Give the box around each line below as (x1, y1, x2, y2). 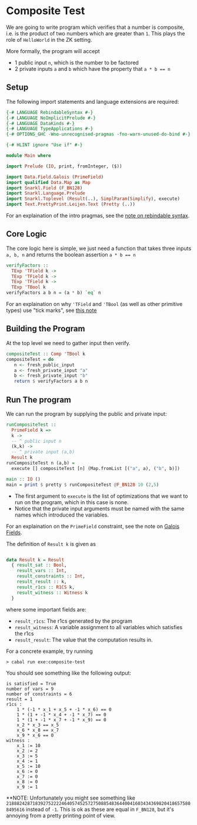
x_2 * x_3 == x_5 (16, 722, 59, 728)
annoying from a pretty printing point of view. (6, 812, 116, 819)
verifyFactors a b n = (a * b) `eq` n (6, 290, 101, 296)
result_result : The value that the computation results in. (14, 636, 153, 643)
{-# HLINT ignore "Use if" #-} (6, 142, 83, 148)
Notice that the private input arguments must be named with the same (14, 505, 185, 512)
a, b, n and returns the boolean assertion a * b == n (6, 251, 136, 258)
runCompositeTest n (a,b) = (6, 460, 75, 466)
